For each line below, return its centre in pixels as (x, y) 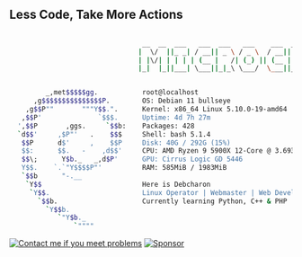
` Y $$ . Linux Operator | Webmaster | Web (150, 192)
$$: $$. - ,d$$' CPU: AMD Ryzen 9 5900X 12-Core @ (146, 151)
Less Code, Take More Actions (96, 15)
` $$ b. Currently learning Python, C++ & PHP (162, 201)
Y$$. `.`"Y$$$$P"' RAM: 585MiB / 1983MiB (124, 168)
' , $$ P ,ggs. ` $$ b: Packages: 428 (106, 126)
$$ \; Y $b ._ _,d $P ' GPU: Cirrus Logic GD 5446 (132, 160)
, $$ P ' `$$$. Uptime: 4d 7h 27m (116, 117)
